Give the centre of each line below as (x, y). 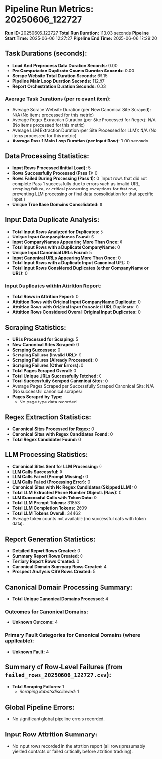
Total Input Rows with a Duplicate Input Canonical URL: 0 (71, 262)
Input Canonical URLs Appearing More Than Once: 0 (66, 258)
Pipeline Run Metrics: (49, 9)
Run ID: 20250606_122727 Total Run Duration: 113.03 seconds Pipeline (77, 33)
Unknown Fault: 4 (30, 652)
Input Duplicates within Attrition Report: (53, 286)
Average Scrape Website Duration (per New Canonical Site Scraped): (81, 110)
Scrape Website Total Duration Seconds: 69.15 (60, 76)
